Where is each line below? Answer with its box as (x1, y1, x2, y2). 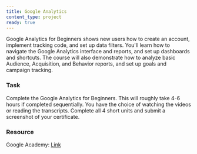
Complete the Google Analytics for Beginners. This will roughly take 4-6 (6, 94, 181, 101)
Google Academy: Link (6, 141, 61, 148)
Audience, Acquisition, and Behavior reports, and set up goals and (6, 60, 166, 67)
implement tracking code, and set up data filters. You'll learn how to (6, 42, 171, 49)
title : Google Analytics (6, 8, 67, 15)
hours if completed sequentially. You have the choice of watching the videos (6, 101, 191, 108)
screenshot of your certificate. (6, 113, 80, 120)
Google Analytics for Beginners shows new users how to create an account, (6, 36, 190, 43)
